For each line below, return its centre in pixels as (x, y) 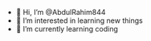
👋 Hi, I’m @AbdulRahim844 (61, 12)
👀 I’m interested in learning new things (79, 20)
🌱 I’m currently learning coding (67, 29)
